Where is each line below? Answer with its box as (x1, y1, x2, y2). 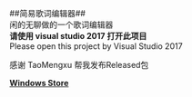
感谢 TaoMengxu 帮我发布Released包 (9, 60, 149, 70)
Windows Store (9, 78, 69, 88)
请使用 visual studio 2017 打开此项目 (9, 31, 147, 41)
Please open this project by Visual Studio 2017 (9, 41, 184, 52)
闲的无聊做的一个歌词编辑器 (9, 19, 114, 30)
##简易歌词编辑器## (9, 8, 86, 18)
